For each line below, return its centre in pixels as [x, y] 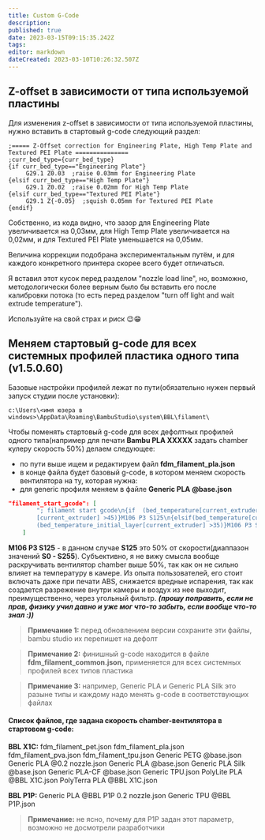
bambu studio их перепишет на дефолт [92, 638]
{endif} [21, 208]
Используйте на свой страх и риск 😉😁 [75, 319]
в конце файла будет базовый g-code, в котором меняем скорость [132, 472]
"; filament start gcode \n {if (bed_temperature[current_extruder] [149, 511]
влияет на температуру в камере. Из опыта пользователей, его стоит [125, 572]
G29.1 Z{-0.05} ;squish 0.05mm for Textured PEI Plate [119, 201]
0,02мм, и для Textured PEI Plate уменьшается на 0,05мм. [106, 239]
